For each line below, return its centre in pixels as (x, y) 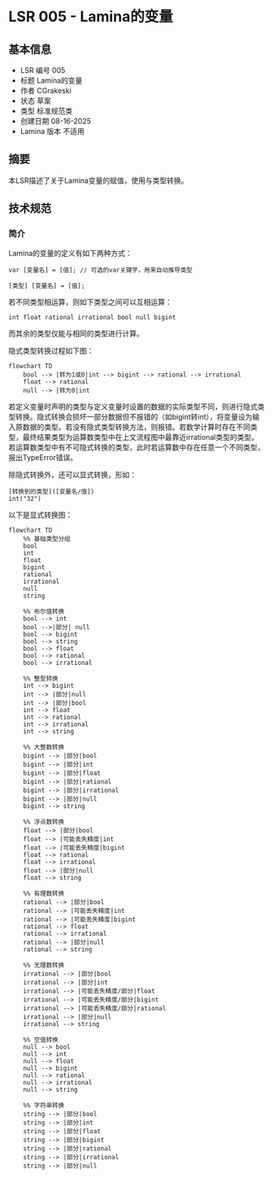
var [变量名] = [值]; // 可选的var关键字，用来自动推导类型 (100, 270)
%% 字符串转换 (44, 1105)
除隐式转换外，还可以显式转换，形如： (72, 474)
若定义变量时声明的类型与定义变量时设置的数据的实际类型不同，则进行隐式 (133, 406)
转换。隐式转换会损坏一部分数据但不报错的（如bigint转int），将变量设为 (134, 416)
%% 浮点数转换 (44, 822)
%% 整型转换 (41, 678)
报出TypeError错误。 (43, 457)
